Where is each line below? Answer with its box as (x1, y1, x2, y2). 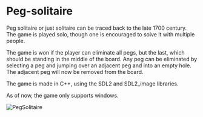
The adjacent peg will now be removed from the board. (6, 68, 144, 75)
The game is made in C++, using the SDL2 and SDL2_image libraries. (6, 80, 179, 87)
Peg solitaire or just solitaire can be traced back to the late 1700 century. (6, 24, 187, 32)
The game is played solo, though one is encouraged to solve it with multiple (6, 30, 195, 38)
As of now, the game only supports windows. (6, 92, 119, 99)
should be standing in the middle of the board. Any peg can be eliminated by (6, 55, 198, 62)
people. (6, 37, 25, 44)
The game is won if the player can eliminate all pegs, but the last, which (6, 48, 185, 56)
